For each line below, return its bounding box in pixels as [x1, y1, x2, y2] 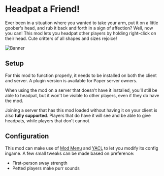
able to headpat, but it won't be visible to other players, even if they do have [5, 92, 160, 98]
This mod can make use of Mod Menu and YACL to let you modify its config [5, 145, 159, 151]
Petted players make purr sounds [12, 165, 80, 171]
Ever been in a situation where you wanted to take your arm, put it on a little [5, 20, 159, 26]
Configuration [5, 132, 49, 141]
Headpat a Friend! [5, 3, 80, 15]
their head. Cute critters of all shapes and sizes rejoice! [5, 35, 117, 41]
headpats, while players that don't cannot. [5, 117, 91, 124]
